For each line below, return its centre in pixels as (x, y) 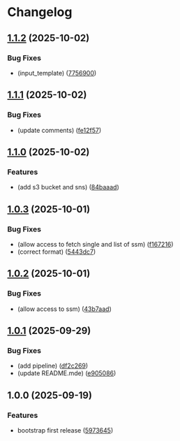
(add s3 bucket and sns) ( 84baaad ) (68, 187)
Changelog (40, 12)
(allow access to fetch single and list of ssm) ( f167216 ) (95, 244)
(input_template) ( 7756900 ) (57, 73)
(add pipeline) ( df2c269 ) (53, 366)
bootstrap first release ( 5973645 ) (65, 430)
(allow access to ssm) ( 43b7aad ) (64, 309)
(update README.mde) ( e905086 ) (67, 373)
